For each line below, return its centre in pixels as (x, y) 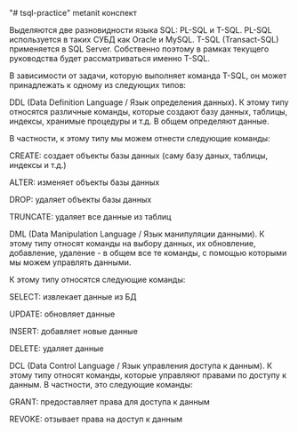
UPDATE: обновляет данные (62, 314)
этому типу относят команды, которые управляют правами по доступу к (148, 375)
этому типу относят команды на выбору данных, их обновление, (133, 243)
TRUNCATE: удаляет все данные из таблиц (90, 216)
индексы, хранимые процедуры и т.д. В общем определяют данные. (139, 121)
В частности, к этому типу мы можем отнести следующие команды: (140, 138)
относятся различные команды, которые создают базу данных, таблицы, (149, 112)
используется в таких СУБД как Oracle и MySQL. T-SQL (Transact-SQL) (144, 40)
